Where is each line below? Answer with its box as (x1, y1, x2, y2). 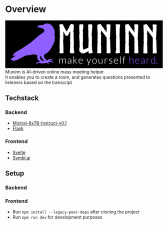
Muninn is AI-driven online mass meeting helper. (5, 68, 105, 74)
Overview (5, 3, 46, 15)
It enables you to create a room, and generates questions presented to (5, 74, 150, 80)
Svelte (12, 149, 26, 155)
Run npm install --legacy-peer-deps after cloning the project (12, 209, 140, 215)
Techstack (5, 93, 39, 102)
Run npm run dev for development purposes (12, 214, 102, 220)
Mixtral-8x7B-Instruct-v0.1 (12, 120, 67, 126)
